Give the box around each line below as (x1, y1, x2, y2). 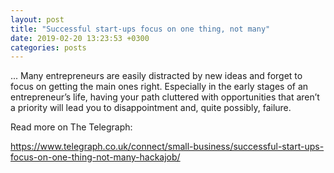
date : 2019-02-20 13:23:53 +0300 (10, 33, 150, 43)
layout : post (10, 14, 65, 25)
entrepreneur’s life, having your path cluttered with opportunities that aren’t (10, 91, 320, 103)
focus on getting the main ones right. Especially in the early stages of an (10, 81, 309, 93)
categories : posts (10, 42, 87, 53)
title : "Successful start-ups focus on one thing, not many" (10, 24, 271, 34)
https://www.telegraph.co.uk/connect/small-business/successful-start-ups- (10, 141, 325, 153)
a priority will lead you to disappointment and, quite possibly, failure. (10, 102, 292, 114)
